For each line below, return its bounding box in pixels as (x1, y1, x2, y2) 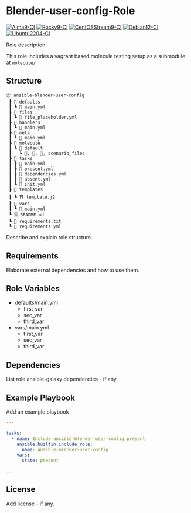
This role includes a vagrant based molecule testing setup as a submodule (6, 52, 186, 59)
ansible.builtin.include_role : (16, 441, 93, 447)
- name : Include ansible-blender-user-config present (11, 435, 145, 442)
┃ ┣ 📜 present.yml (8, 166, 54, 172)
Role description (6, 41, 46, 48)
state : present (21, 458, 59, 464)
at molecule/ (6, 59, 36, 66)
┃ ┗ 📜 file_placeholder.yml (8, 114, 77, 120)
